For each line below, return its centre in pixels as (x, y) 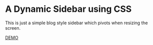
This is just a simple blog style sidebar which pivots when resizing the (76, 23)
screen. (13, 28)
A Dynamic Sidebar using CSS (68, 9)
